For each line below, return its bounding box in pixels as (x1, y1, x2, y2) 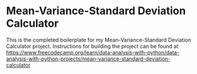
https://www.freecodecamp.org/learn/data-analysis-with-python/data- (6, 49, 180, 56)
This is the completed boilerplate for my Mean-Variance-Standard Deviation (6, 36, 192, 43)
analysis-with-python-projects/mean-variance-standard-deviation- (6, 55, 171, 62)
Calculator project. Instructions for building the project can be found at (6, 43, 179, 50)
